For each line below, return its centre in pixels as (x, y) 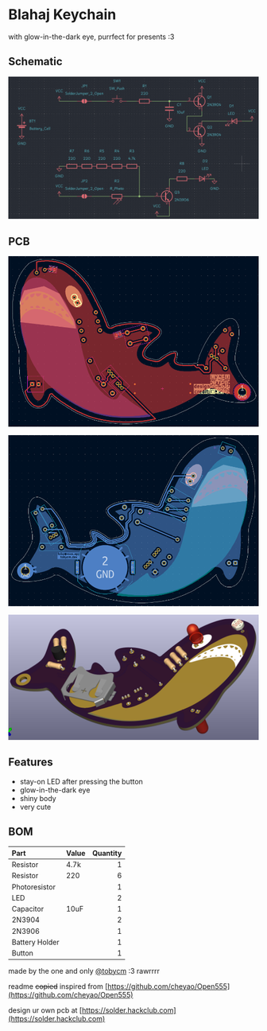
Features (31, 763)
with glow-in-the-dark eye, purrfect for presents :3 (91, 37)
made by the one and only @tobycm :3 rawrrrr (84, 971)
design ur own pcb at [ (45, 1010)
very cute (35, 807)
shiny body (38, 798)
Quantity (107, 853)
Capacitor (28, 909)
